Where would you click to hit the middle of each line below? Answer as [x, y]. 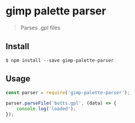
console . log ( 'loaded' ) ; [46, 109]
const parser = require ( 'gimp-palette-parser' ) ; [68, 92]
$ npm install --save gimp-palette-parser [60, 60]
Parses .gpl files [40, 28]
